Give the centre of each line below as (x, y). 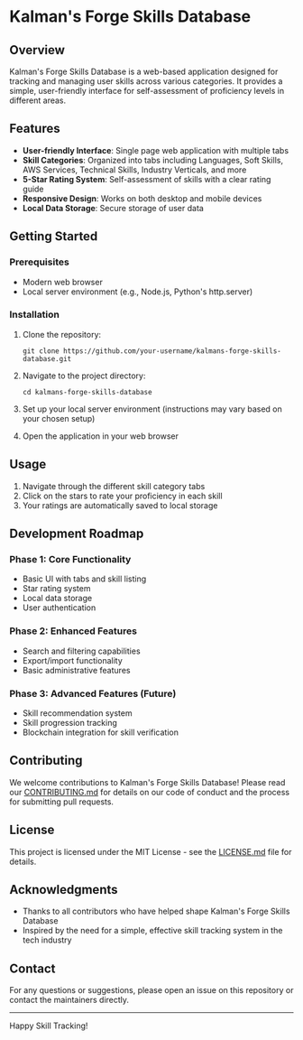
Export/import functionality (73, 660)
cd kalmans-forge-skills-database (87, 392)
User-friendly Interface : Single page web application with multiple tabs (156, 150)
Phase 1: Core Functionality (70, 559)
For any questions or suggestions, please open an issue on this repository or (151, 990)
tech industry (47, 940)
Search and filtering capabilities (82, 651)
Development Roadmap (77, 534)
